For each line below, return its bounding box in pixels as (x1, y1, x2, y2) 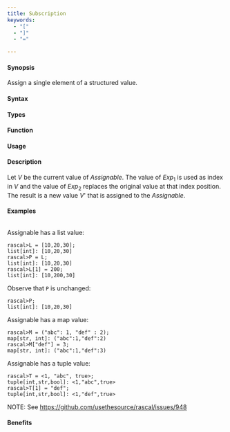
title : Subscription (7, 10, 67, 17)
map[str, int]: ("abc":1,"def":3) (7, 347, 107, 354)
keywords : (7, 17, 36, 24)
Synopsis (7, 63, 35, 71)
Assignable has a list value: (7, 228, 85, 236)
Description (7, 158, 42, 166)
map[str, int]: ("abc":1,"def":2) (7, 335, 107, 342)
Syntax (7, 94, 28, 102)
